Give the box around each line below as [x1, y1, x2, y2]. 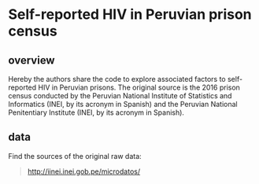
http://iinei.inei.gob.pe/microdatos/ [27, 167, 140, 176]
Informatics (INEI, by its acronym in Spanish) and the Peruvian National [8, 100, 238, 109]
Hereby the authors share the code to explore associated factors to [8, 75, 226, 83]
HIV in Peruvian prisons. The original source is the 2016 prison [38, 83, 240, 92]
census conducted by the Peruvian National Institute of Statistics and [8, 91, 232, 100]
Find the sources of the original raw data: [8, 151, 142, 160]
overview [8, 53, 55, 67]
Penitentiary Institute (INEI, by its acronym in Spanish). [8, 108, 185, 117]
